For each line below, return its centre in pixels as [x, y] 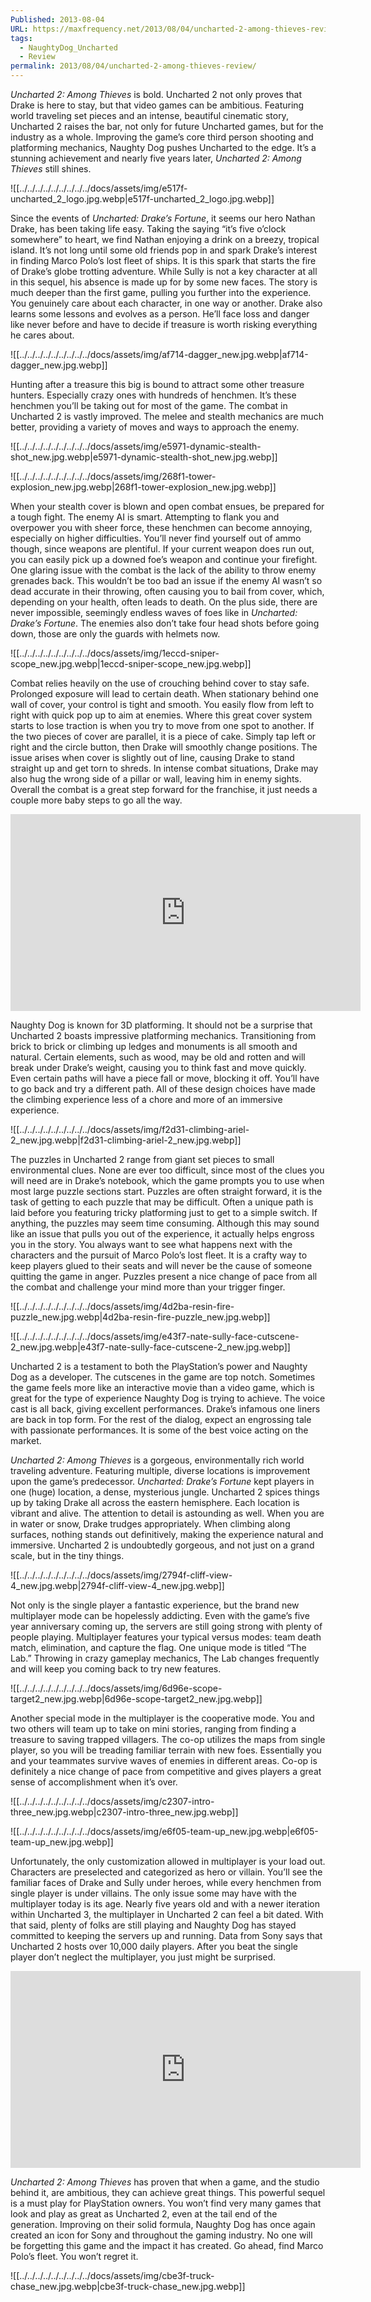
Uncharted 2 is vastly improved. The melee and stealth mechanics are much [167, 416]
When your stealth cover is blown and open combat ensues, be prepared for [167, 506]
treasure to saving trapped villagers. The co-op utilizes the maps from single [168, 1739]
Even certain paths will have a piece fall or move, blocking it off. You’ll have [165, 1078]
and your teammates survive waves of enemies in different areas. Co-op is [164, 1760]
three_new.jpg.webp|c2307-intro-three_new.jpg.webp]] [124, 1812]
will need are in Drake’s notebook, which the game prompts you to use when [167, 1180]
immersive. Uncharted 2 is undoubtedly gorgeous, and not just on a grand [162, 1545]
